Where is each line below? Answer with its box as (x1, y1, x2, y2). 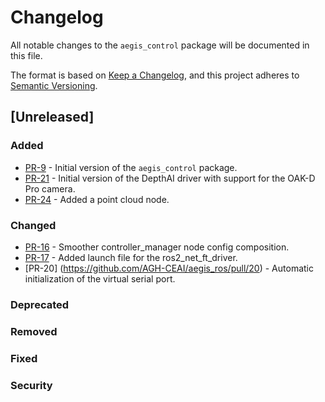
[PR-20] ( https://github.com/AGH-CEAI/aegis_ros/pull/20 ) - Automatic (24, 262, 314, 274)
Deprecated (10, 297, 70, 311)
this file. (10, 49, 43, 61)
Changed (10, 218, 57, 232)
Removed (10, 324, 58, 338)
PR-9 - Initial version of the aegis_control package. (24, 161, 238, 173)
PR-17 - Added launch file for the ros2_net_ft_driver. (24, 251, 238, 263)
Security (10, 378, 53, 392)
